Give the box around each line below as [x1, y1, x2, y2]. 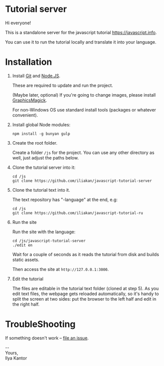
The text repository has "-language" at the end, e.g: [12, 197, 118, 203]
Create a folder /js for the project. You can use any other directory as [12, 150, 155, 156]
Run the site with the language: [12, 229, 76, 235]
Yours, [5, 350, 18, 356]
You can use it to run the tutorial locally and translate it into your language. [5, 39, 157, 45]
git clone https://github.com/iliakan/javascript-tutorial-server [12, 178, 152, 183]
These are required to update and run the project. [12, 82, 114, 88]
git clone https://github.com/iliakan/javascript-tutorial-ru [12, 210, 143, 215]
